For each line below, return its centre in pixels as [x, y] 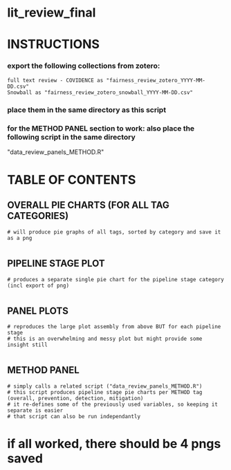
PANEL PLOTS [38, 311]
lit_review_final [52, 13]
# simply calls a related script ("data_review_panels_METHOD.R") [105, 386]
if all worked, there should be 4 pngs [114, 443]
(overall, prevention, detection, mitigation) [75, 398]
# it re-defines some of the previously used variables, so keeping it [112, 404]
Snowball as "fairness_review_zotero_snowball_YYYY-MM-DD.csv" [100, 92]
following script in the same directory [72, 137]
